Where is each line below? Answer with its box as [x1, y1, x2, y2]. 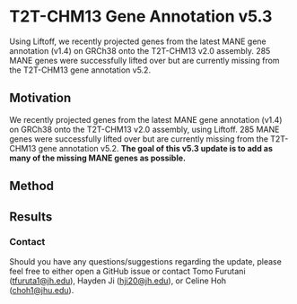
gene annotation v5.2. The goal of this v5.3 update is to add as [38, 143, 274, 153]
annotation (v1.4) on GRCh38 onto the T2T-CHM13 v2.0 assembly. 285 [9, 45, 271, 56]
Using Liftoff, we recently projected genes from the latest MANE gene [9, 36, 266, 47]
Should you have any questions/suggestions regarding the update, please [9, 256, 283, 266]
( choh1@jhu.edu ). [9, 284, 74, 295]
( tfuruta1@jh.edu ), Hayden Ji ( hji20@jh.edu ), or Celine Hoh [9, 275, 227, 286]
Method [9, 178, 55, 194]
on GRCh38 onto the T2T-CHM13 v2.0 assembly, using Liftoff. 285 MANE [9, 124, 280, 135]
